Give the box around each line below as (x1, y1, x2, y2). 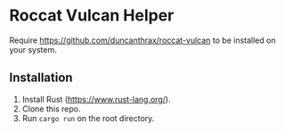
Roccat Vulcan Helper (9, 5, 175, 26)
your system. (9, 44, 58, 54)
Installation (9, 70, 73, 86)
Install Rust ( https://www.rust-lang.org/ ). (21, 94, 171, 104)
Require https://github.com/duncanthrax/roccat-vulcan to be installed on (9, 35, 276, 45)
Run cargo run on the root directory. (21, 112, 155, 123)
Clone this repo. (21, 103, 81, 114)
